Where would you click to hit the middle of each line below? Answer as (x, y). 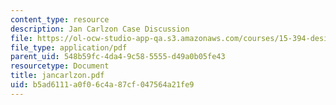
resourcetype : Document (60, 66)
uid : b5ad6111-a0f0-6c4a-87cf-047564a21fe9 (102, 85)
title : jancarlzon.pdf (57, 76)
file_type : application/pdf (69, 47)
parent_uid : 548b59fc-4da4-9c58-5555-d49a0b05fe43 (118, 57)
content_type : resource (60, 19)
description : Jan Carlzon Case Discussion (100, 29)
